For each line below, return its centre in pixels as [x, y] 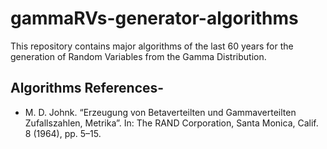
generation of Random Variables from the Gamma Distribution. [138, 56]
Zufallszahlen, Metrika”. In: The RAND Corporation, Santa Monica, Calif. [171, 123]
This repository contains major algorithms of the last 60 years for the [152, 46]
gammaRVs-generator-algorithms [154, 18]
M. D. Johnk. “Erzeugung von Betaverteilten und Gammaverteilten [160, 112]
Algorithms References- [87, 88]
